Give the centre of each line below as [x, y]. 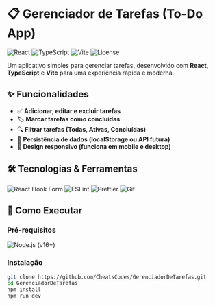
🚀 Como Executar [45, 210]
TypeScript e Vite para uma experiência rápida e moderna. [91, 73]
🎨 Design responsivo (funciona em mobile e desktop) [94, 146]
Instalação [25, 263]
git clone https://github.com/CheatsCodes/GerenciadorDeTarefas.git [107, 277]
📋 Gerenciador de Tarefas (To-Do [105, 14]
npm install [24, 290]
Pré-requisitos [31, 230]
